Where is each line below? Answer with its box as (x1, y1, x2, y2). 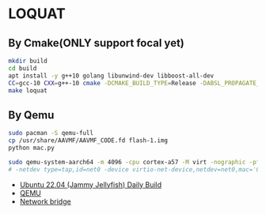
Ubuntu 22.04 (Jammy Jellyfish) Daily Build (19, 179, 162, 190)
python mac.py (8, 144, 55, 152)
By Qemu (8, 108, 55, 122)
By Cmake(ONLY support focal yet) (8, 36, 184, 50)
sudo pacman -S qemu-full (8, 130, 93, 137)
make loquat (8, 86, 47, 95)
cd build (8, 64, 37, 72)
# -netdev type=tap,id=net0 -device (8, 165, 129, 174)
